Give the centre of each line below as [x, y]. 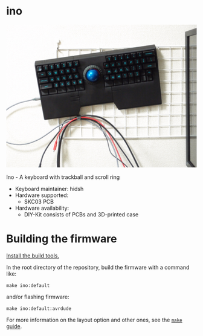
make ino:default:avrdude [39, 309]
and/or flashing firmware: [38, 297]
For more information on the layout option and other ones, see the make [94, 320]
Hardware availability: [42, 208]
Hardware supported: [42, 195]
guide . [14, 326]
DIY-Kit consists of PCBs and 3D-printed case [81, 214]
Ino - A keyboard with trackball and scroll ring [63, 177]
